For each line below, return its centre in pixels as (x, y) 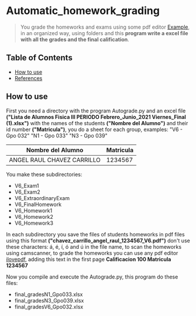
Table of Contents (39, 58)
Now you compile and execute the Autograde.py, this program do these (92, 277)
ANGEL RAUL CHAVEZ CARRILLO (55, 160)
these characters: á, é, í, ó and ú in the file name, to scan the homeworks (94, 246)
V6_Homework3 (34, 223)
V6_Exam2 (27, 192)
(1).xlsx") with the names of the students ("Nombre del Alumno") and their (97, 123)
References (28, 78)
